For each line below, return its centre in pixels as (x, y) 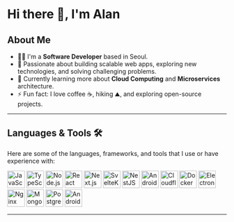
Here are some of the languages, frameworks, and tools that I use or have (113, 153)
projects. (30, 104)
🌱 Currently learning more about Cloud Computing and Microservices (119, 79)
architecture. (36, 86)
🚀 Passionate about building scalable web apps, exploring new (107, 64)
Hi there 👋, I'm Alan (64, 14)
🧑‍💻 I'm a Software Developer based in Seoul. (83, 56)
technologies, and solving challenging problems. (87, 71)
